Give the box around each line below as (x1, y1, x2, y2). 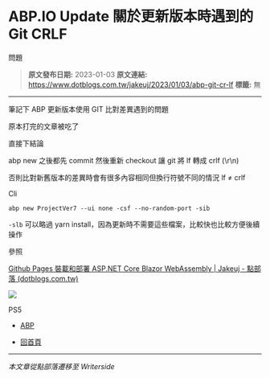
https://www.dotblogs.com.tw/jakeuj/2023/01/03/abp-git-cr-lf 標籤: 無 (27, 80, 261, 89)
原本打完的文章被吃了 (8, 121, 79, 131)
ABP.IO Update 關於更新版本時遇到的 (8, 7, 254, 26)
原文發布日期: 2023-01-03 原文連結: (27, 69, 148, 79)
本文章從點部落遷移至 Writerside (8, 361, 115, 371)
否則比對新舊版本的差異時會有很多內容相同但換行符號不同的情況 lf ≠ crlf (8, 172, 246, 182)
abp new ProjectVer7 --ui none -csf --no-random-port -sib (8, 204, 211, 212)
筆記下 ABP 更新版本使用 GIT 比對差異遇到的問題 (8, 104, 169, 113)
